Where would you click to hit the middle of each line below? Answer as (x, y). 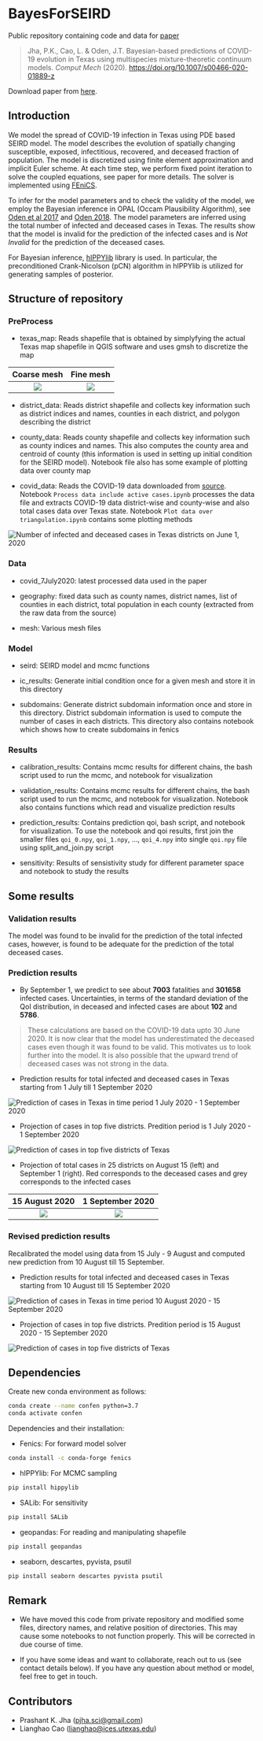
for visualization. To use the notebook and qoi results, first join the (126, 831)
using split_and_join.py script (66, 848)
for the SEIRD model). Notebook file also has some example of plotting (133, 462)
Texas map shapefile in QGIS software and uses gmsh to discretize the (134, 346)
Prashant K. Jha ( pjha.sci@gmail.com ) (81, 1721)
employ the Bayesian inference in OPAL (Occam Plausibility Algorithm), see (130, 209)
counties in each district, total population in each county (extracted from (136, 604)
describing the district (55, 422)
